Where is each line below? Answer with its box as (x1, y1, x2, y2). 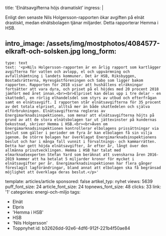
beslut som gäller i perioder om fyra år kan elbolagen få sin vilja (5, 130, 153, 135)
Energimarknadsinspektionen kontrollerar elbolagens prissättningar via (5, 126, 159, 131)
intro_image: (5, 39, 45, 48)
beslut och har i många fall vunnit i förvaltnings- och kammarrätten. (5, 139, 157, 144)
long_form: (82, 47, 117, 56)
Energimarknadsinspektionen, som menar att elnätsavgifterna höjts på (5, 113, 155, 118)
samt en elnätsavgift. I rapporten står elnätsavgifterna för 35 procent (5, 100, 162, 105)
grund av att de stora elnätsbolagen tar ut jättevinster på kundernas (5, 117, 157, 122)
